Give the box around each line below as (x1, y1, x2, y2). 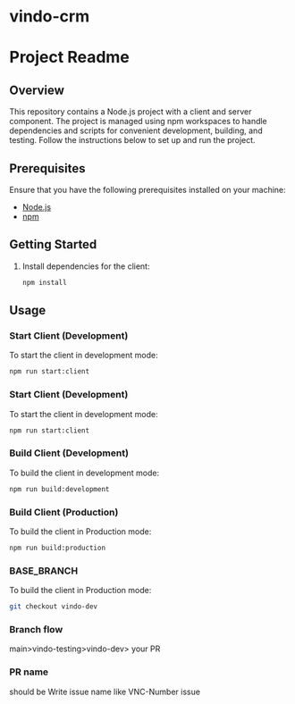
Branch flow (9, 623, 63, 635)
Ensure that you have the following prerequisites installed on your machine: (9, 185, 286, 195)
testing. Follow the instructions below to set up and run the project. (9, 135, 257, 146)
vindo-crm (9, 6, 90, 27)
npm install (21, 278, 67, 287)
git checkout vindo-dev (9, 602, 98, 611)
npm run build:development (9, 484, 110, 493)
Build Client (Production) (9, 506, 119, 518)
